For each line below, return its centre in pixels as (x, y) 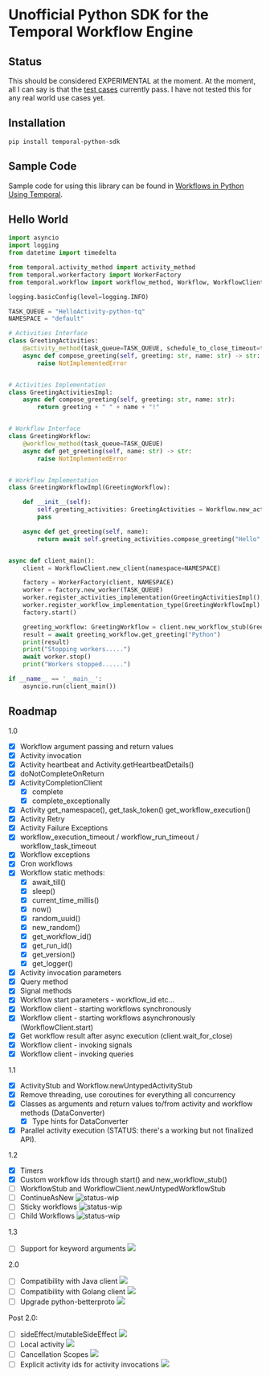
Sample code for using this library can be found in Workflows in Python (126, 186)
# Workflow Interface (45, 429)
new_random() (56, 927)
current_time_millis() (65, 900)
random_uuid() (56, 918)
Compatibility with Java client (69, 1281)
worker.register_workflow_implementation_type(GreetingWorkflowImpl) (142, 605)
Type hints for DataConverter (80, 1121)
